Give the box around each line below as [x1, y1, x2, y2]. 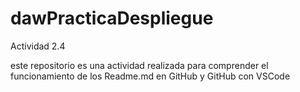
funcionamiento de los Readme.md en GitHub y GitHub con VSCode [10, 70, 291, 82]
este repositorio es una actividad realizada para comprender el [10, 59, 269, 71]
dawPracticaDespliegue [10, 7, 214, 30]
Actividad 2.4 [10, 40, 66, 52]
